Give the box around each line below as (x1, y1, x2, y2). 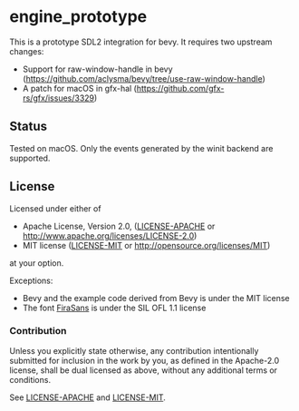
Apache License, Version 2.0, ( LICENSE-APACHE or (22, 220, 216, 231)
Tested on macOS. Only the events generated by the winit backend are (9, 142, 274, 153)
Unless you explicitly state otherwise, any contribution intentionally (9, 345, 259, 356)
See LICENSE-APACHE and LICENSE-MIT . (9, 392, 166, 403)
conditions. (9, 374, 52, 385)
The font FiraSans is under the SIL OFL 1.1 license (22, 302, 207, 313)
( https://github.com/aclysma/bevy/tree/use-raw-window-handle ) (22, 73, 265, 83)
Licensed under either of (9, 202, 101, 214)
